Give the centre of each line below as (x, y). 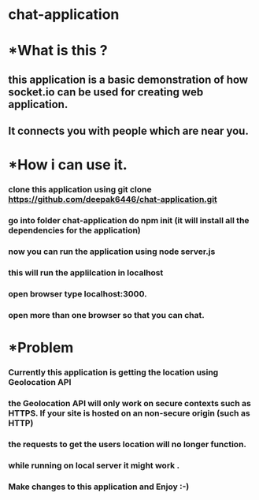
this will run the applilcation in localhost (86, 273)
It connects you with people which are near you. (129, 131)
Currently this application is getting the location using (113, 372)
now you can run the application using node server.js (112, 252)
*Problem (41, 348)
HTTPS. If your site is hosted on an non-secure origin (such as (129, 413)
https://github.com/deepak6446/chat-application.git (113, 200)
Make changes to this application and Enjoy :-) (99, 487)
